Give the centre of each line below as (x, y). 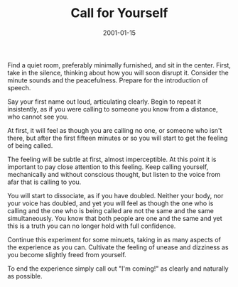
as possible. (25, 276)
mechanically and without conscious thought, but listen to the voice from (114, 174)
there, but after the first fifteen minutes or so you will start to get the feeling (118, 138)
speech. (19, 87)
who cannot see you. (38, 117)
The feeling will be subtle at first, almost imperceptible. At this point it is (112, 159)
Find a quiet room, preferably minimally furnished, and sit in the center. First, (119, 65)
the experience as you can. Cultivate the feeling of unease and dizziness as (118, 247)
